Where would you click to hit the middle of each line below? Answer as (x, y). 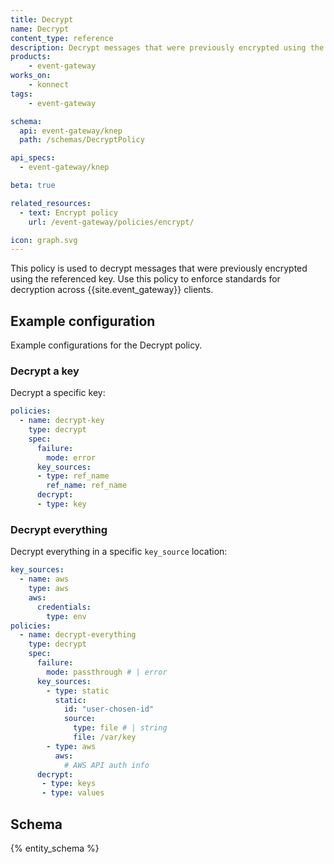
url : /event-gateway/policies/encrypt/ (111, 222)
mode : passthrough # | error (107, 672)
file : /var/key (105, 737)
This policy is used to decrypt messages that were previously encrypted (159, 268)
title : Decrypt (42, 19)
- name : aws (44, 579)
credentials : (64, 607)
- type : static (78, 691)
